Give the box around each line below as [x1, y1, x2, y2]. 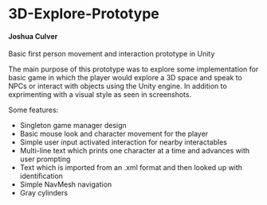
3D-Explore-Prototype [8, 5, 159, 23]
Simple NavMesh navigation [19, 180, 112, 189]
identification [19, 172, 64, 181]
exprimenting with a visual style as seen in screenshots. [8, 90, 192, 99]
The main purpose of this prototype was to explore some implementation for [8, 64, 259, 74]
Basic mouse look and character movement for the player [19, 129, 209, 139]
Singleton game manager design [19, 121, 128, 130]
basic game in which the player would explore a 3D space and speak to [8, 73, 243, 83]
